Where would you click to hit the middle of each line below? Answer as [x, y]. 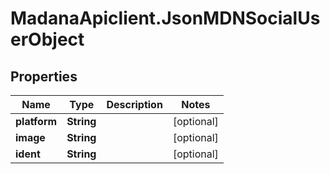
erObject [47, 39]
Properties [44, 76]
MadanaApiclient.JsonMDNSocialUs [165, 18]
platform [36, 121]
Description [134, 104]
